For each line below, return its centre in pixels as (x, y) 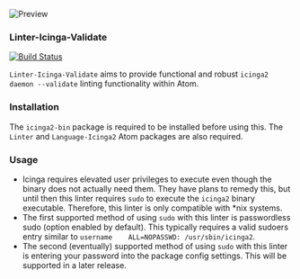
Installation (35, 107)
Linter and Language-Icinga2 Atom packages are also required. (126, 136)
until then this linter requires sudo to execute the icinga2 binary (139, 198)
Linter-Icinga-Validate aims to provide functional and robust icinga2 (139, 74)
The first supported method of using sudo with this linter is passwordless (156, 217)
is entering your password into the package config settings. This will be (154, 256)
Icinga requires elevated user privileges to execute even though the (147, 179)
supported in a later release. (75, 265)
